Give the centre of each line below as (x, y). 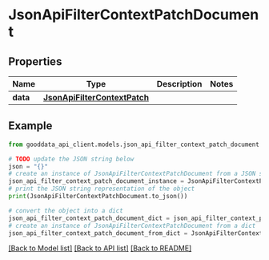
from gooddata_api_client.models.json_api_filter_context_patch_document (134, 144)
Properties (35, 61)
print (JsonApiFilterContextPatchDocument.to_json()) (98, 197)
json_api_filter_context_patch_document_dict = (89, 218)
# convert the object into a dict (66, 210)
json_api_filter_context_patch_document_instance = (96, 181)
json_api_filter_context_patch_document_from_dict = (98, 233)
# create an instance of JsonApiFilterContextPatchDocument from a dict (132, 225)
